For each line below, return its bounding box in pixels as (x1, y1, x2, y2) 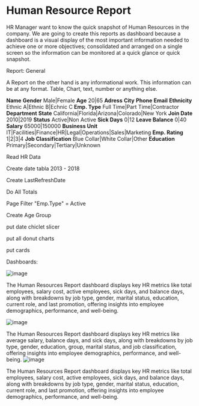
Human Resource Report (6, 4, 131, 17)
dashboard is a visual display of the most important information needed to (6, 36, 189, 43)
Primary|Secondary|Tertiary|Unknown (6, 141, 101, 149)
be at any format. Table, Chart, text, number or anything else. (6, 85, 158, 92)
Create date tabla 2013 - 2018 (6, 165, 80, 172)
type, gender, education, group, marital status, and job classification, (6, 343, 177, 350)
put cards (6, 246, 30, 253)
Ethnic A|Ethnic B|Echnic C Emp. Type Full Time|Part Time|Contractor (6, 103, 179, 110)
